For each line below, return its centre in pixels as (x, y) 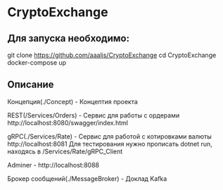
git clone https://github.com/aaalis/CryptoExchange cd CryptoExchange (112, 55)
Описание (31, 85)
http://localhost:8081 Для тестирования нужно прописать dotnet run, (110, 144)
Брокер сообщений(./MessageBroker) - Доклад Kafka (87, 178)
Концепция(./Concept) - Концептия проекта (73, 101)
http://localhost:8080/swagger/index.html (68, 122)
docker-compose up (37, 63)
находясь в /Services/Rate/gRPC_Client (65, 151)
